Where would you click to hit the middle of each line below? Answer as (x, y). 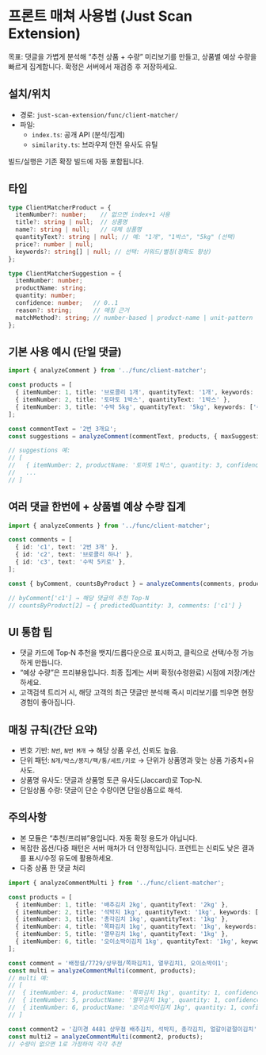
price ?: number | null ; (54, 244)
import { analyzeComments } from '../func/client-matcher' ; (110, 526)
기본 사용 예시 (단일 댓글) (65, 351)
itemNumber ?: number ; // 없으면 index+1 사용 (93, 215)
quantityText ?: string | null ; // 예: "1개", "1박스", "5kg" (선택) (125, 237)
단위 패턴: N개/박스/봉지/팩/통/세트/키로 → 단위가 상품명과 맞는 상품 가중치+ (134, 760)
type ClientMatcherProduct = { (60, 207)
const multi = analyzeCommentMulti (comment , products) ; (102, 970)
